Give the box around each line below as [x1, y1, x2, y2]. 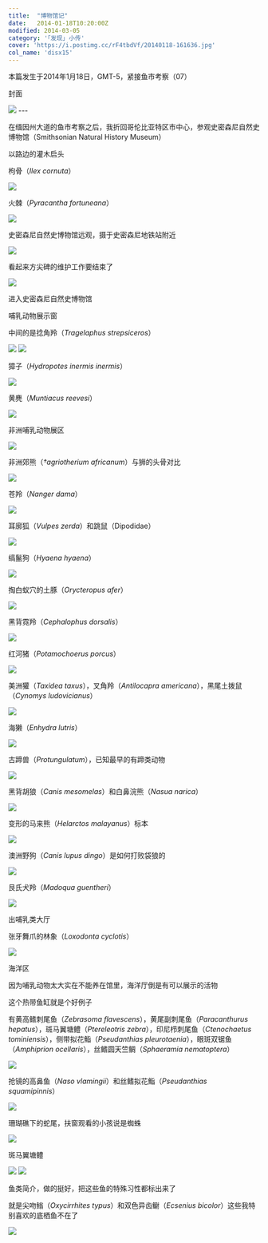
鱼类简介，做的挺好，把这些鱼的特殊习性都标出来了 [8, 1184, 176, 1193]
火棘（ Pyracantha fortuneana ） [8, 198, 114, 208]
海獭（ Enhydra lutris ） [8, 723, 82, 732]
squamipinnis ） [8, 1086, 60, 1095]
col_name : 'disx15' [8, 49, 73, 57]
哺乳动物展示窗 [8, 311, 57, 320]
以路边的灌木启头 [8, 149, 65, 158]
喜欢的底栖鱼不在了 [14, 1211, 78, 1220]
